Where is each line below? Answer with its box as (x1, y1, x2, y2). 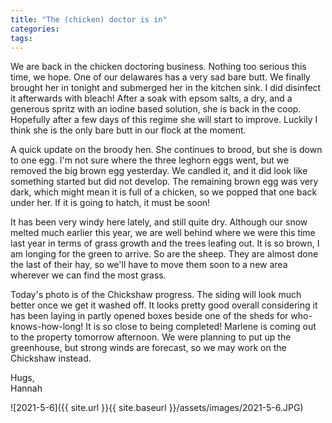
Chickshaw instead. (10, 352, 92, 365)
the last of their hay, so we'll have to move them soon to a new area (10, 259, 288, 271)
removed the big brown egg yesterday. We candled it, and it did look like (10, 165, 308, 177)
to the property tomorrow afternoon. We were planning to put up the (10, 331, 292, 343)
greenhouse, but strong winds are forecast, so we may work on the (10, 342, 287, 354)
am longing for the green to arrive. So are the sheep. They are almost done (10, 248, 319, 260)
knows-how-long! (10, 321, 84, 333)
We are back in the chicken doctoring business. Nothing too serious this (10, 61, 307, 73)
